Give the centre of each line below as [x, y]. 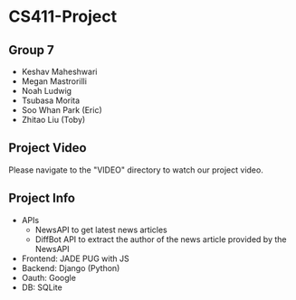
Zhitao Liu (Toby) [53, 120]
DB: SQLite [42, 287]
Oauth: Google [48, 277]
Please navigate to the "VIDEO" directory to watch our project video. [136, 170]
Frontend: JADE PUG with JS [75, 258]
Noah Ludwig [47, 91]
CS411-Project [63, 17]
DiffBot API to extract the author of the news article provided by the [161, 239]
